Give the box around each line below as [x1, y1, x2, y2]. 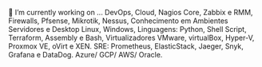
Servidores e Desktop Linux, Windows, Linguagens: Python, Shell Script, [8, 25, 247, 33]
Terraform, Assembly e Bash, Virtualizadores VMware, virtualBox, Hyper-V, [8, 33, 255, 42]
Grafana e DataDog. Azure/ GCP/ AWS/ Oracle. [8, 50, 163, 59]
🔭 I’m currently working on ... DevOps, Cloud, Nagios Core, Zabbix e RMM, [8, 8, 253, 17]
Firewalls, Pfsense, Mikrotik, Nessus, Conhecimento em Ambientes [8, 16, 228, 26]
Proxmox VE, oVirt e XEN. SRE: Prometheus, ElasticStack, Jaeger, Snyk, [8, 41, 244, 51]
